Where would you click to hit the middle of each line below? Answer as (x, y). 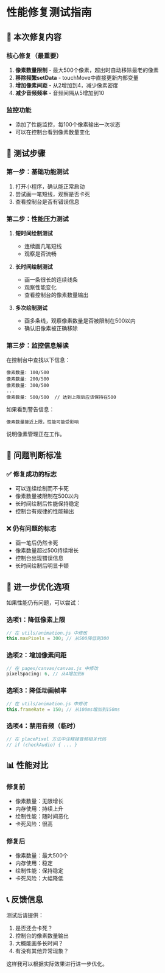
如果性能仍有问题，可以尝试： (44, 602)
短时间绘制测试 (34, 233)
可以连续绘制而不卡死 (42, 489)
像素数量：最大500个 (41, 856)
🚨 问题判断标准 (34, 455)
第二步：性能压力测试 (37, 218)
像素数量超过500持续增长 (47, 551)
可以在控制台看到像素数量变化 (52, 132)
